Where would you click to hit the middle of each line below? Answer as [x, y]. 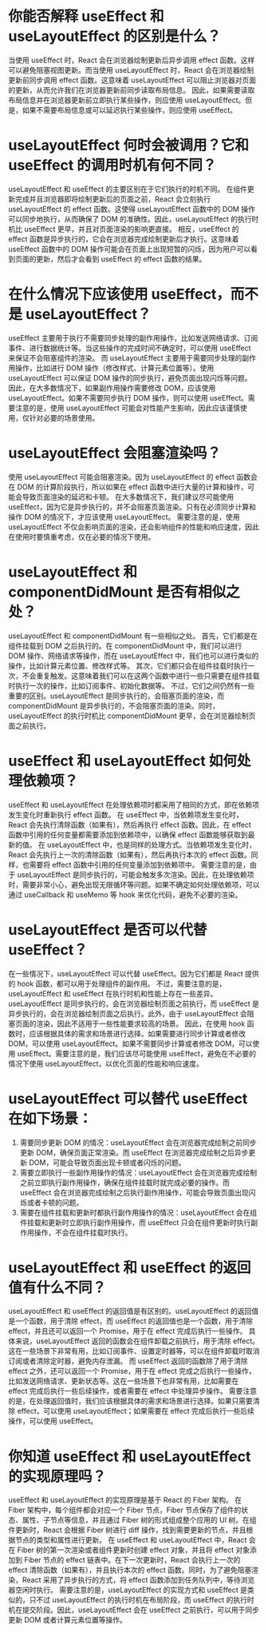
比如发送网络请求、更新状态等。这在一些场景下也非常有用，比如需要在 [124, 1381]
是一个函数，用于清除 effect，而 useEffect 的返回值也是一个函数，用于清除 [131, 1321]
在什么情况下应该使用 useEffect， [120, 295]
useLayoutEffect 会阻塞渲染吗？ [115, 453]
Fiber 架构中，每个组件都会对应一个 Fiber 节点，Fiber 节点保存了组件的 [125, 1510]
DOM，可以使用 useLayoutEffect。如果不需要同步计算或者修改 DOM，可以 [130, 1043]
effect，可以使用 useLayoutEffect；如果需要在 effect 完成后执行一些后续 [136, 1411]
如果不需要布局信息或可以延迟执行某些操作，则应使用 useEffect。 [130, 110]
